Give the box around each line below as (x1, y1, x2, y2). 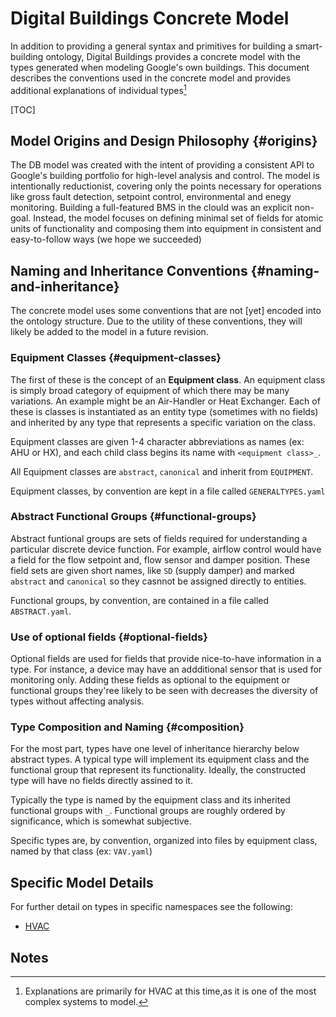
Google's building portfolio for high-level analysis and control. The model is (10, 170, 320, 182)
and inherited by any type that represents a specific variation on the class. (10, 416, 317, 428)
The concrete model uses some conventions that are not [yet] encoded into (10, 305, 322, 317)
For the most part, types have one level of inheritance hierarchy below (10, 743, 300, 755)
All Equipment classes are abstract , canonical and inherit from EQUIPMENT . (10, 465, 314, 477)
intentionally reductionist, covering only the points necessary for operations (10, 180, 322, 192)
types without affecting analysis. (10, 695, 145, 707)
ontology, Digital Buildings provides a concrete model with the (45, 50, 301, 62)
